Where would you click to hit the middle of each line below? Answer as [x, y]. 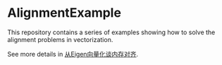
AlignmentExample [64, 13]
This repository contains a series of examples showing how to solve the [111, 32]
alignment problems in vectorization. [60, 39]
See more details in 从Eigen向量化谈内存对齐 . [73, 54]
